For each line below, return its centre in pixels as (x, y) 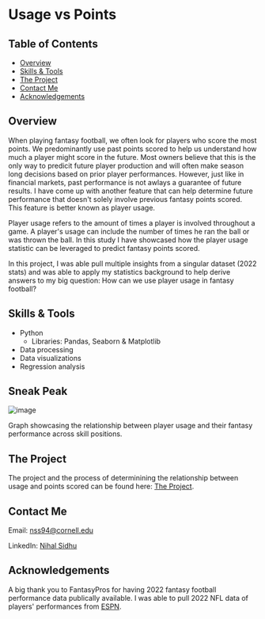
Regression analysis (52, 366)
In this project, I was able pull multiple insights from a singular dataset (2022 (132, 264)
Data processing (46, 349)
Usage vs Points (62, 15)
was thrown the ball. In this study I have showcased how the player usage (128, 240)
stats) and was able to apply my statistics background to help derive (119, 272)
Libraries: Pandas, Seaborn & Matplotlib (96, 341)
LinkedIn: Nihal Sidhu (43, 546)
